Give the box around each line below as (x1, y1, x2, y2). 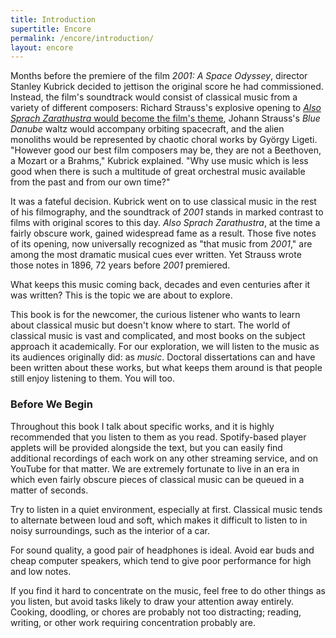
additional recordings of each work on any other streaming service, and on (10, 452, 318, 464)
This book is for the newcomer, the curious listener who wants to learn (10, 309, 301, 321)
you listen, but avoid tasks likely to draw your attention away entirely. (10, 595, 294, 607)
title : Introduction (10, 14, 97, 25)
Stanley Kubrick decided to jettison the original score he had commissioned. (10, 81, 324, 93)
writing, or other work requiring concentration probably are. (10, 616, 256, 628)
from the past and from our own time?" (10, 176, 171, 188)
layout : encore (10, 42, 74, 53)
